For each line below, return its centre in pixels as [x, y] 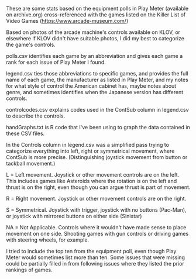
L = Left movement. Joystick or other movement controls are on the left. [93, 175]
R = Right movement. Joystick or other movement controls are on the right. [96, 199]
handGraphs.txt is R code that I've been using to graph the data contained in [98, 127]
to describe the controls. [36, 116]
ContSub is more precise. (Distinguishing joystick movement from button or [97, 157]
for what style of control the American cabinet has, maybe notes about [91, 86]
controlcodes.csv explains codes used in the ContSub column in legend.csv [97, 110]
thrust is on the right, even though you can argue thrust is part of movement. [98, 187]
